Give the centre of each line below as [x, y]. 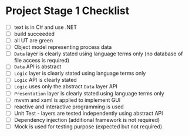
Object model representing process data [63, 47]
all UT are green [33, 41]
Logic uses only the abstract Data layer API [66, 87]
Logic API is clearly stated [45, 80]
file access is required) [42, 61]
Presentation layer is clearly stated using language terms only [89, 93]
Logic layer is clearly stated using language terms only [80, 73]
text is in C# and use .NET [45, 27]
